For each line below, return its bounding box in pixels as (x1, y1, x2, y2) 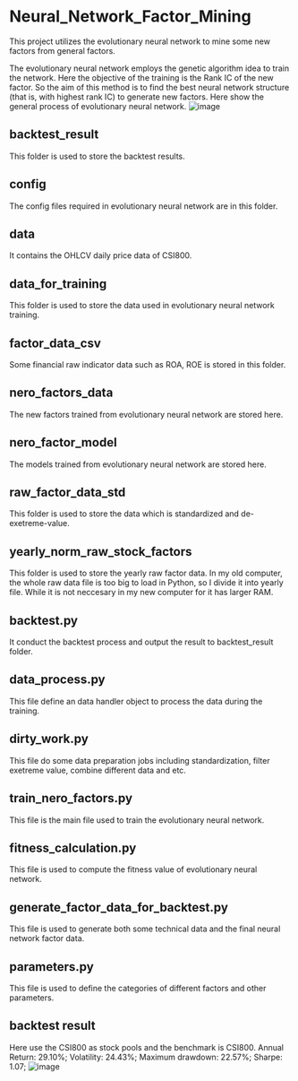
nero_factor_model (9, 435, 118, 450)
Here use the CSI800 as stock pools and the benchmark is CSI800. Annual (9, 1042, 285, 1052)
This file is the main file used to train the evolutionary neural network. (9, 814, 265, 826)
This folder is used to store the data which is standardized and (9, 508, 240, 519)
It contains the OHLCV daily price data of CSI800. (9, 250, 192, 261)
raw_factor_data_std (9, 485, 126, 500)
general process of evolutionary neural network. (9, 100, 187, 111)
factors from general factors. (9, 45, 116, 56)
